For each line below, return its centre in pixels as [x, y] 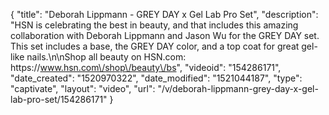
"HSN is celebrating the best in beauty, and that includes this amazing [154, 25]
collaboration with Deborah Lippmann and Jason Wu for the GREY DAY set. [165, 35]
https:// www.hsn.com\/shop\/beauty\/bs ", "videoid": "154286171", [146, 67]
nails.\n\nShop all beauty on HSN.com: [106, 57]
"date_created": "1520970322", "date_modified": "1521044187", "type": [156, 78]
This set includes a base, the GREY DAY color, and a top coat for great [155, 46]
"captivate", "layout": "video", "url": [83, 88]
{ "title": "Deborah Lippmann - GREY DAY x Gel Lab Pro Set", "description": [164, 14]
